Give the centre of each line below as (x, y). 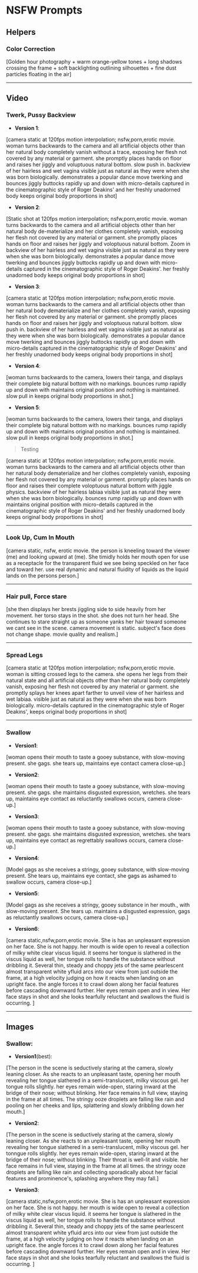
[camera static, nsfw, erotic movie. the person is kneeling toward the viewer (98, 550)
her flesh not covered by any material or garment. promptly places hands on (99, 479)
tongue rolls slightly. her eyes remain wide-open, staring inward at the (91, 1087)
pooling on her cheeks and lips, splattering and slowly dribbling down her (95, 1105)
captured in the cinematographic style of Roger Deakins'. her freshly (106, 268)
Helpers (21, 32)
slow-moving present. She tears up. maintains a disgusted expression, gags (98, 911)
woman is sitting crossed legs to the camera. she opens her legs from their (97, 674)
